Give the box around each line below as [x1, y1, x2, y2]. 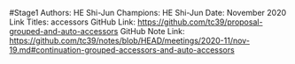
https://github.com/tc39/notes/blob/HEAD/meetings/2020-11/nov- [9, 35, 251, 46]
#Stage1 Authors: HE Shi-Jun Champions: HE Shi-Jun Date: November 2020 [9, 8, 287, 18]
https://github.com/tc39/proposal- [136, 17, 263, 27]
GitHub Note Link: [120, 26, 185, 36]
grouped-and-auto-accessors [9, 26, 119, 36]
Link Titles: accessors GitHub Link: [9, 17, 136, 27]
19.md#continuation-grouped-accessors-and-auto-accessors [9, 45, 235, 55]
